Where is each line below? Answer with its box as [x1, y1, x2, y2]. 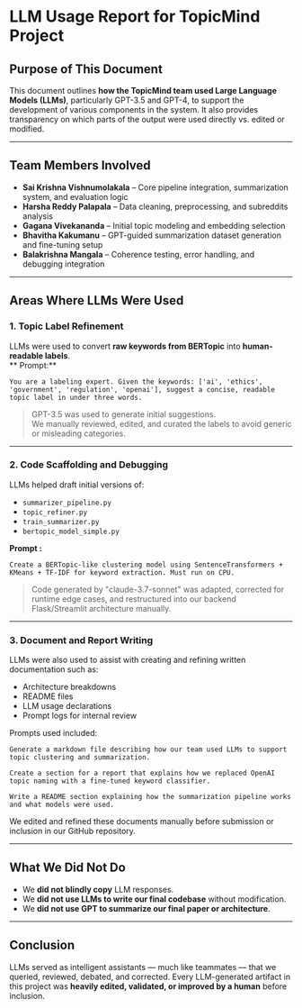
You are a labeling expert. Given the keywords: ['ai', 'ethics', [9, 377, 263, 386]
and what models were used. [9, 800, 115, 810]
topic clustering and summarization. [9, 753, 151, 762]
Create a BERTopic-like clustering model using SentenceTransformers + [9, 560, 283, 569]
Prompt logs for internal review [22, 710, 138, 722]
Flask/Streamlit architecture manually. [31, 603, 172, 613]
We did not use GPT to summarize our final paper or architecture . [22, 903, 271, 913]
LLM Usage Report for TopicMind [9, 6, 261, 27]
